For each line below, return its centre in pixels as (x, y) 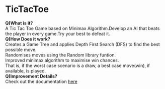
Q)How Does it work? (28, 39)
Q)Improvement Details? (31, 76)
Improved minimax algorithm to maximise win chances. (62, 60)
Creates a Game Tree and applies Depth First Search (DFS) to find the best (82, 44)
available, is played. (26, 70)
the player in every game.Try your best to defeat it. (58, 33)
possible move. (21, 49)
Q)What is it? (19, 23)
